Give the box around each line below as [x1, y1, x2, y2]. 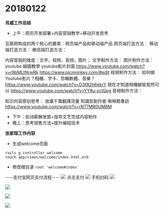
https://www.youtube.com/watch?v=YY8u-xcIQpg [10, 88, 111, 94]
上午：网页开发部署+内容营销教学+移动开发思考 [12, 30, 109, 36]
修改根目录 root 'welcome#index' [12, 164, 80, 169]
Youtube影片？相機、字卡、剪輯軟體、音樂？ [5, 75, 95, 81]
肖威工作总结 [5, 20, 31, 25]
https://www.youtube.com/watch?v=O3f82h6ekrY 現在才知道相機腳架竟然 [5, 81, 155, 87]
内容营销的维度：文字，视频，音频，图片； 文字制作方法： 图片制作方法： [5, 57, 154, 63]
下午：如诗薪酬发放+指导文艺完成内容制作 [12, 114, 97, 119]
